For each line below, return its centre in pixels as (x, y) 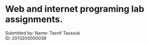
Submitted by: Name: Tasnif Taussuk (43, 33)
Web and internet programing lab (75, 9)
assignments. (34, 19)
